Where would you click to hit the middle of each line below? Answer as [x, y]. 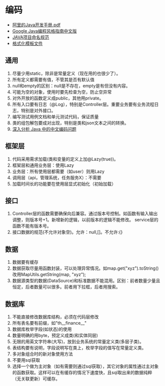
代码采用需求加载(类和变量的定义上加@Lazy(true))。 [65, 159]
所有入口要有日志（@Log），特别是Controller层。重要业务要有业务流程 [83, 104]
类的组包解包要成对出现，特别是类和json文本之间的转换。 [70, 123]
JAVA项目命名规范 [31, 37]
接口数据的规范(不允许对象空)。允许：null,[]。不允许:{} [67, 232]
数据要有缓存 [25, 262]
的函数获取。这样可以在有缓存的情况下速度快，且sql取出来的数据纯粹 [82, 372]
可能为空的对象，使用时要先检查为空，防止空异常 [62, 92]
